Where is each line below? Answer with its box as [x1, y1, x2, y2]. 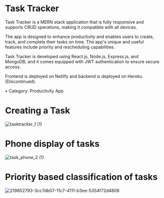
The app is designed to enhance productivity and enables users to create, [5, 34, 154, 40]
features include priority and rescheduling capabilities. [5, 44, 115, 50]
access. [5, 64, 21, 70]
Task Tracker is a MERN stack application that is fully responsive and [5, 19, 144, 25]
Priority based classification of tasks [5, 172, 158, 182]
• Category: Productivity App [5, 88, 64, 94]
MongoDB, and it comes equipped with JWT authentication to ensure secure [5, 59, 160, 64]
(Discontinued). [5, 79, 37, 84]
